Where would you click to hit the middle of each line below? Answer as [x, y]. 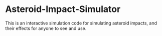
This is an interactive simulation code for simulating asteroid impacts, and [81, 23]
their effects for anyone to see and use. [46, 28]
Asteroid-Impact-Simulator [63, 9]
